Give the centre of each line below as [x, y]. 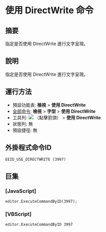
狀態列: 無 [23, 124]
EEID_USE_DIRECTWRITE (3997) [36, 160]
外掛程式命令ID [28, 148]
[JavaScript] [21, 191]
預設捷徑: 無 [25, 130]
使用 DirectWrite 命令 [49, 10]
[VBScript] [18, 214]
